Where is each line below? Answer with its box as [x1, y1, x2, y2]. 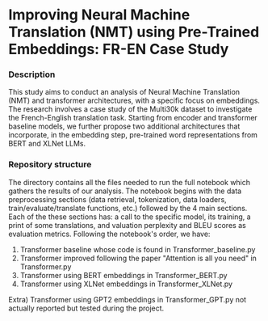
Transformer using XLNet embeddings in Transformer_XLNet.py [19, 279, 232, 289]
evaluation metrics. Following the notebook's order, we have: [8, 229, 211, 239]
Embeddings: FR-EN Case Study [8, 40, 229, 58]
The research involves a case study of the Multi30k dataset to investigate [8, 104, 253, 114]
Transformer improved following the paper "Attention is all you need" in [19, 253, 257, 263]
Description [8, 69, 56, 80]
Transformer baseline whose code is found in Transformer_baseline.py [19, 244, 256, 254]
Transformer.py [19, 261, 72, 272]
